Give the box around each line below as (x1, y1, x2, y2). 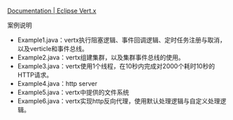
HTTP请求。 (17, 70, 53, 79)
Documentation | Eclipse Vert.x (7, 7, 97, 15)
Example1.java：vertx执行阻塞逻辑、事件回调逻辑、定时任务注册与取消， (17, 36, 226, 44)
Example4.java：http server (17, 80, 98, 87)
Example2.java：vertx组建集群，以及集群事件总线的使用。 (17, 53, 185, 61)
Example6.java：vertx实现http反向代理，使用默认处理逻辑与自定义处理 (17, 97, 220, 105)
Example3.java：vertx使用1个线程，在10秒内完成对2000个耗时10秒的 (17, 62, 216, 70)
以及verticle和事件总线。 (17, 45, 89, 52)
